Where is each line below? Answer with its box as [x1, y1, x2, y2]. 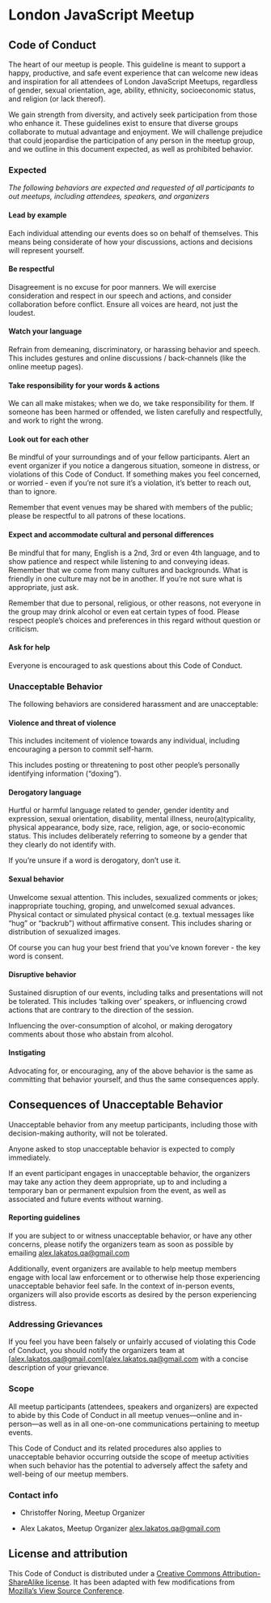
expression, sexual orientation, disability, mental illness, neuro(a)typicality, [8, 814, 256, 824]
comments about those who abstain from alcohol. [8, 1029, 174, 1039]
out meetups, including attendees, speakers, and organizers [8, 192, 210, 201]
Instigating [8, 1048, 46, 1058]
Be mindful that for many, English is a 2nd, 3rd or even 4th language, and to [8, 548, 260, 558]
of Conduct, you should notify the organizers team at [8, 1346, 184, 1355]
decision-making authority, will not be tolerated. [8, 1128, 168, 1138]
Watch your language [8, 326, 83, 336]
